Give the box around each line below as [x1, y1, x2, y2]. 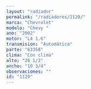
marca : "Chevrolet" [6, 19, 54, 25]
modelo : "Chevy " [6, 25, 49, 31]
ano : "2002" [6, 30, 35, 36]
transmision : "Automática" [6, 42, 73, 47]
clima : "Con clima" [6, 52, 54, 58]
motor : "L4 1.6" [6, 36, 46, 42]
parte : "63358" [6, 47, 44, 53]
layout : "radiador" [6, 8, 54, 15]
